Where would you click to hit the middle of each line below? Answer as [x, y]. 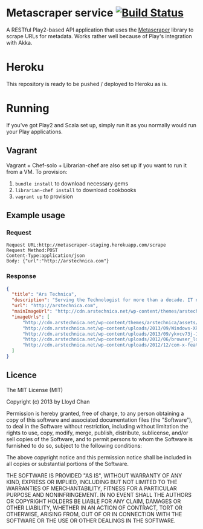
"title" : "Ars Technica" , [44, 294]
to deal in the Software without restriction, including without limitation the [97, 426]
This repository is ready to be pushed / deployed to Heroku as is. [87, 84]
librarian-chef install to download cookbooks [76, 190]
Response [21, 276]
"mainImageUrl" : [32, 311]
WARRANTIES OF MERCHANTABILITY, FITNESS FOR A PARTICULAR [92, 488]
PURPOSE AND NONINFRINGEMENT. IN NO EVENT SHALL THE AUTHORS [99, 494]
